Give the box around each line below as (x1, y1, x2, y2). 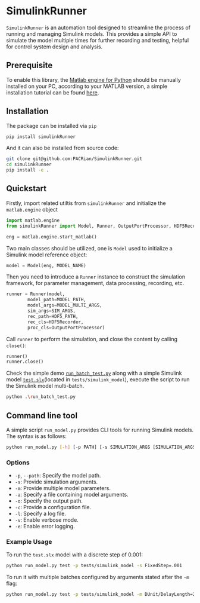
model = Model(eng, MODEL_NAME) (6, 262, 86, 268)
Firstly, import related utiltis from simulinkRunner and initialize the (6, 199, 166, 207)
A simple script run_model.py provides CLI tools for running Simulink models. (6, 426, 194, 433)
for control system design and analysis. (6, 43, 103, 50)
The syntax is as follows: (6, 432, 67, 440)
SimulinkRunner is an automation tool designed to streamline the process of (6, 24, 191, 31)
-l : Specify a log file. (14, 510, 67, 518)
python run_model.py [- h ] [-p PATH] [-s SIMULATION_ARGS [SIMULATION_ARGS (6, 444, 196, 450)
